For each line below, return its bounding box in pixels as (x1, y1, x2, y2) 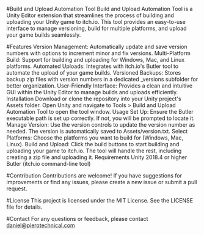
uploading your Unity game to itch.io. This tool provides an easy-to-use (6, 18, 186, 25)
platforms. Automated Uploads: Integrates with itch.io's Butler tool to (6, 62, 179, 70)
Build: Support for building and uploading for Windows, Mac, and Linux (6, 56, 185, 63)
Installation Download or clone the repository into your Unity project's (6, 95, 181, 102)
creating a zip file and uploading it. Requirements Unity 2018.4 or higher (6, 154, 188, 161)
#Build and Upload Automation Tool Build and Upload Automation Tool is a (6, 6, 193, 12)
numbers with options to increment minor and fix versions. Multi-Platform (6, 50, 191, 57)
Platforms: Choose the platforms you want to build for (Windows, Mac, (6, 134, 183, 141)
